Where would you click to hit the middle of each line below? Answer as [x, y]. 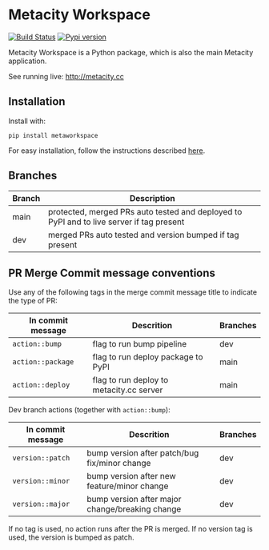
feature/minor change [128, 486]
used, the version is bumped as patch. [71, 537]
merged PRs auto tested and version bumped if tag [143, 235]
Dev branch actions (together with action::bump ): [89, 410]
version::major [41, 504]
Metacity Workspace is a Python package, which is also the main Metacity [131, 52]
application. [28, 61]
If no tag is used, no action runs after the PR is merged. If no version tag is [131, 529]
